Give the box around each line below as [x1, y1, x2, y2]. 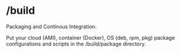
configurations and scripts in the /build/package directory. [6, 40, 146, 47]
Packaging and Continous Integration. [6, 23, 97, 30]
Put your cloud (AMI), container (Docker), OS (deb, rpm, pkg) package [6, 34, 175, 41]
